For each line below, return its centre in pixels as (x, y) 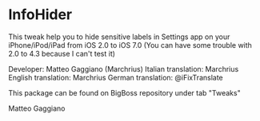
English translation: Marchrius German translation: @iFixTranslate (116, 77)
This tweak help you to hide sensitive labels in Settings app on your (119, 37)
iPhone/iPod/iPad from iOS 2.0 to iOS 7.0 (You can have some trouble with (130, 45)
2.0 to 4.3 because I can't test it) (62, 53)
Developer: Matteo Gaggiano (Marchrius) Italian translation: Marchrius (124, 68)
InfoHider (40, 15)
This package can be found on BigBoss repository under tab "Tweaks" (125, 92)
